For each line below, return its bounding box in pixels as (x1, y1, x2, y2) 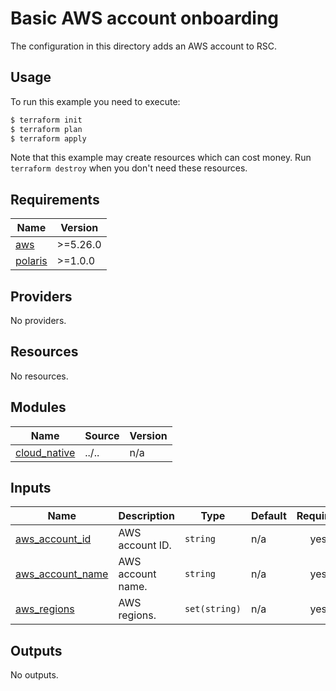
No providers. (10, 315, 67, 326)
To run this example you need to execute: (10, 95, 181, 107)
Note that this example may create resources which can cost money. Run (10, 152, 312, 164)
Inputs (10, 480, 52, 497)
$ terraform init (10, 115, 83, 125)
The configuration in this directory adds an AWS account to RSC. (10, 40, 278, 52)
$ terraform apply (10, 133, 87, 144)
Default (250, 509, 287, 523)
